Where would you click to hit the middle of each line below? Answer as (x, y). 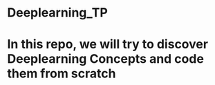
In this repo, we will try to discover (108, 45)
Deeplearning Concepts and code (105, 59)
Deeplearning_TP (58, 13)
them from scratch (62, 74)
